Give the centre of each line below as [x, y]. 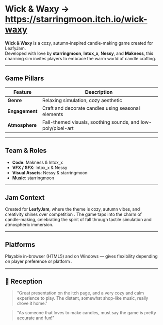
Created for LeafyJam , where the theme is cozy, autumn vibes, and [73, 209]
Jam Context [25, 197]
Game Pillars [24, 78]
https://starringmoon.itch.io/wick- [76, 19]
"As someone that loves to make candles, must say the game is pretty [86, 313]
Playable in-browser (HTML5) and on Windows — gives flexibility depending [81, 257]
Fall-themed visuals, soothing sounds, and [91, 122]
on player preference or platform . [39, 261]
